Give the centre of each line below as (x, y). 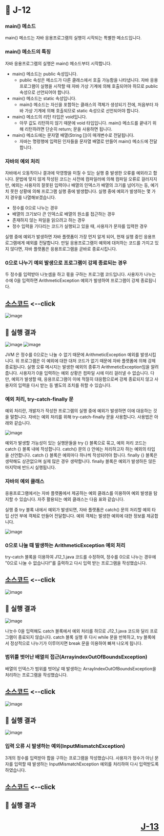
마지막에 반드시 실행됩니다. (31, 467)
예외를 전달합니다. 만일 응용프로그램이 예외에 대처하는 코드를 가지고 (90, 243)
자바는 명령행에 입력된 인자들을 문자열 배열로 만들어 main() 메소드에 (84, 141)
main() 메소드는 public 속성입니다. (45, 74)
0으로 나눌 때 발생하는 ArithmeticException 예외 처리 (65, 545)
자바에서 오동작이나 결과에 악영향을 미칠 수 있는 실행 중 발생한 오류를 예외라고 (79, 173)
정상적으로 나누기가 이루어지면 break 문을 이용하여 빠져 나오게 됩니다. (76, 643)
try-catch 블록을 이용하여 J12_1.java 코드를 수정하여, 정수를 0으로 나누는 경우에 (81, 557)
